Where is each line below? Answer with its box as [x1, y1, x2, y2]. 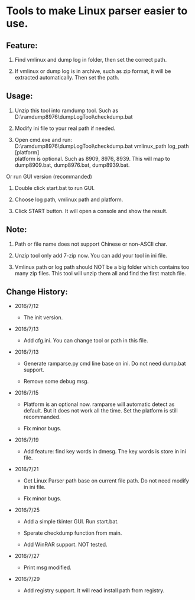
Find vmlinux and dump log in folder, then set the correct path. [14, 56, 167, 63]
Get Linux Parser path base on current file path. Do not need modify [23, 477, 189, 484]
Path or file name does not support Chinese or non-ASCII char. [14, 240, 167, 247]
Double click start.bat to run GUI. [14, 184, 95, 191]
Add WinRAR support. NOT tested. [23, 541, 108, 548]
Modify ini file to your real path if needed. [14, 125, 116, 132]
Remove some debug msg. [23, 378, 89, 385]
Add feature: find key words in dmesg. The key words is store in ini [23, 448, 186, 455]
